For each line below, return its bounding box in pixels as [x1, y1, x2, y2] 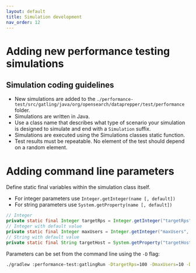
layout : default [6, 8, 45, 15]
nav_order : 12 [6, 19, 41, 25]
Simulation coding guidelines [6, 80, 114, 90]
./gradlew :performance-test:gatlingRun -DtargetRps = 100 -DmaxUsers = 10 [6, 261, 184, 267]
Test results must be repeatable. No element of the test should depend [14, 138, 185, 145]
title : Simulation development [6, 14, 82, 20]
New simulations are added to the [14, 96, 96, 103]
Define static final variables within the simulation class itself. [6, 184, 150, 191]
